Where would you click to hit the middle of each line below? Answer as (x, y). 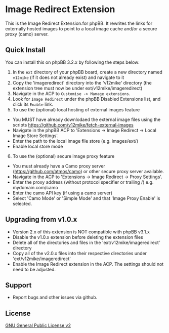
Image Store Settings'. (36, 136)
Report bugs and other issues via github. (55, 298)
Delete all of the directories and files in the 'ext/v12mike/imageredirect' (86, 242)
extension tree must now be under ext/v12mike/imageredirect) (77, 88)
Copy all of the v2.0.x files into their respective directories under (80, 253)
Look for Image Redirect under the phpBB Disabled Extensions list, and (87, 99)
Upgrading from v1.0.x (41, 219)
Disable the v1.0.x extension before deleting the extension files (78, 237)
